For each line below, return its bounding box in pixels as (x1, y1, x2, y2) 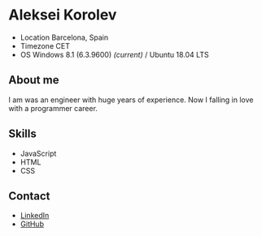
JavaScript (20, 148, 57, 158)
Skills (8, 127, 37, 141)
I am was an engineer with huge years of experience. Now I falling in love (8, 95, 254, 105)
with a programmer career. (8, 103, 98, 113)
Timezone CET (20, 41, 71, 50)
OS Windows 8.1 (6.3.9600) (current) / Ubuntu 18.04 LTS (20, 49, 209, 59)
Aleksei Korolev (8, 6, 117, 24)
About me (8, 73, 59, 87)
